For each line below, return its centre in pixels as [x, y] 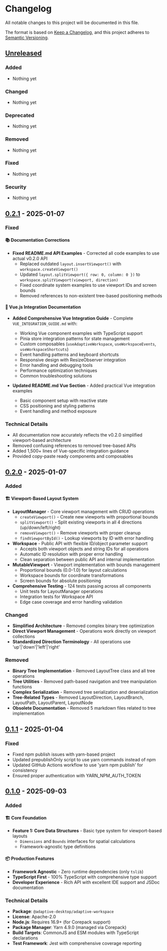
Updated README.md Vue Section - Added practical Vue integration [84, 385]
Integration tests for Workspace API [56, 597]
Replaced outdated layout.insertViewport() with [71, 264]
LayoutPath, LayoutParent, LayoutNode [53, 703]
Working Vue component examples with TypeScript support [81, 333]
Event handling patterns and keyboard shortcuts [69, 354]
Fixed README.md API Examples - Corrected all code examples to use [86, 253]
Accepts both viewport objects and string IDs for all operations [84, 549]
